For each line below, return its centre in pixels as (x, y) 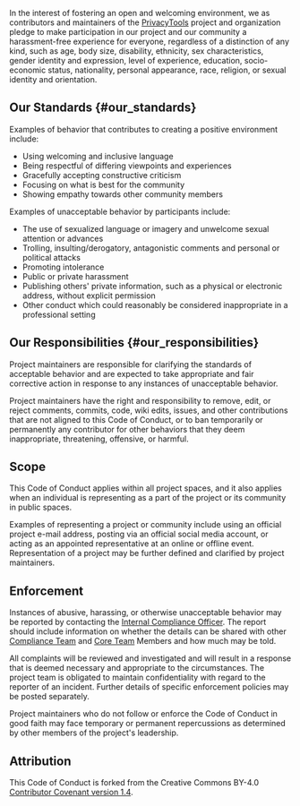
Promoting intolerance (63, 267)
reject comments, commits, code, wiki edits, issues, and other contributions (149, 410)
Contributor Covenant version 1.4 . (71, 793)
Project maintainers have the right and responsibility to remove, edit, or (140, 400)
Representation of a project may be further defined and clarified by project (147, 553)
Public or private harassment (75, 276)
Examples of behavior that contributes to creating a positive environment (144, 129)
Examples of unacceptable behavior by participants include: (120, 211)
